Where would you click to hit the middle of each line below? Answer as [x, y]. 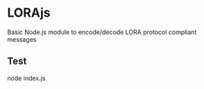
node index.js [26, 78]
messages [22, 39]
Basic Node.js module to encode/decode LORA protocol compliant [102, 32]
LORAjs [29, 13]
